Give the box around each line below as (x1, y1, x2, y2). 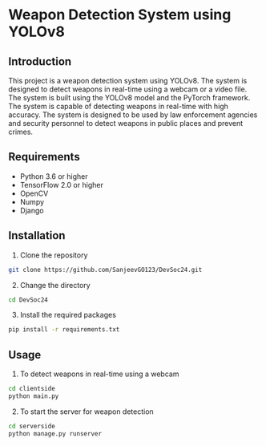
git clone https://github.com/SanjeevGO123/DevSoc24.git (8, 266, 203, 274)
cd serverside (8, 422, 56, 430)
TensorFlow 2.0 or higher (19, 180, 104, 189)
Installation (8, 229, 66, 242)
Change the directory (19, 280, 91, 290)
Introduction (8, 55, 72, 68)
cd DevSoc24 (8, 295, 48, 304)
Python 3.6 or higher (19, 171, 88, 181)
